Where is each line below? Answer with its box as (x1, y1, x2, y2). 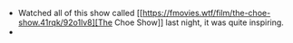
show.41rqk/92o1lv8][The (17, 17, 113, 28)
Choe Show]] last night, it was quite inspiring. (114, 17, 284, 28)
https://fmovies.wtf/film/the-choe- (142, 8, 271, 18)
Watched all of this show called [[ (17, 8, 143, 18)
